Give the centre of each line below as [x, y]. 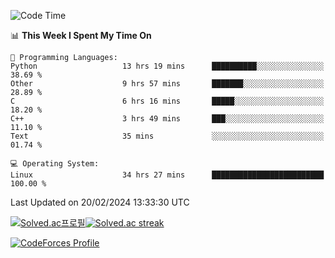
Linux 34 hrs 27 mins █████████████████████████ [167, 175]
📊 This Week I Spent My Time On [81, 35]
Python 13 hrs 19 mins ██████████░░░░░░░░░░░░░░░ [167, 66]
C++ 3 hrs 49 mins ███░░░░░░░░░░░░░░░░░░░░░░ [167, 119]
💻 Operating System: [55, 164]
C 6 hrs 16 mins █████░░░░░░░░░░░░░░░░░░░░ [167, 101]
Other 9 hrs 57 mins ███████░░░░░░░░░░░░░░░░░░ [167, 84]
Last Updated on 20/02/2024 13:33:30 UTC [100, 202]
